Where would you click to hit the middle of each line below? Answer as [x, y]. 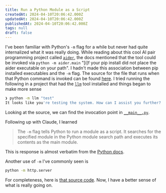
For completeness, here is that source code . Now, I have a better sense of [81, 180]
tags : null [16, 28]
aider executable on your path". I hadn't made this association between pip [82, 68]
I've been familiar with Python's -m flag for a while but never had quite [77, 47]
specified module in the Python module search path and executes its [87, 136]
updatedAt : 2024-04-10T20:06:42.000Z [44, 19]
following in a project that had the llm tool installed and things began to [78, 84]
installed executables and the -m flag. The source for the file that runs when [83, 73]
